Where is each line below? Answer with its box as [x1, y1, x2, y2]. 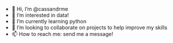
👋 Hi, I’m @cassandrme [11, 6, 69, 12]
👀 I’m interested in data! [11, 12, 69, 19]
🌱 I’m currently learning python [11, 18, 87, 24]
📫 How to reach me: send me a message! [11, 31, 113, 37]
